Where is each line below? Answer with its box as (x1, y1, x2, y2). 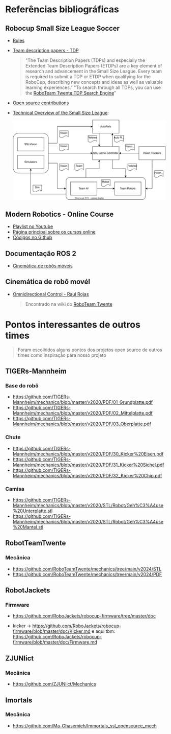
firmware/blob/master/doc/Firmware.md (12, 639, 98, 645)
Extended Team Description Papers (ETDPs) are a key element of (25, 63, 162, 68)
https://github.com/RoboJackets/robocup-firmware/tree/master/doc (12, 613, 156, 619)
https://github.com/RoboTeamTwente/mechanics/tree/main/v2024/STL (12, 566, 162, 572)
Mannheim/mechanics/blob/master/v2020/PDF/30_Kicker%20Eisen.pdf (12, 451, 164, 457)
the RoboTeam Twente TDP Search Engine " (25, 90, 117, 96)
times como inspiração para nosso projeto (17, 352, 106, 358)
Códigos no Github (12, 234, 52, 241)
